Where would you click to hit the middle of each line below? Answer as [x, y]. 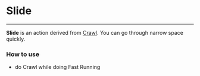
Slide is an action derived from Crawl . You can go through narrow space [95, 32]
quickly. [16, 39]
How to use [23, 54]
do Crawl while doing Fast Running [57, 67]
